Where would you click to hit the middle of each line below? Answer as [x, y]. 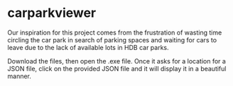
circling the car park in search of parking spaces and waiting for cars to [112, 39]
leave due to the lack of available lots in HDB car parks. [88, 47]
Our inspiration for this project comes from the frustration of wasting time [115, 32]
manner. [20, 76]
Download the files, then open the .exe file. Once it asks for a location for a [116, 61]
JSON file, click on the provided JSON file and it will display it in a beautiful [117, 68]
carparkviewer [52, 13]
